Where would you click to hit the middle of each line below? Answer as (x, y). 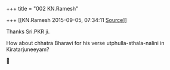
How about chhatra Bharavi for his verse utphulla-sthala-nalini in (85, 43)
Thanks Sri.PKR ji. (28, 31)
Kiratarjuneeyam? (28, 49)
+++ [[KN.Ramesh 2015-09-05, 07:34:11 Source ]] (67, 20)
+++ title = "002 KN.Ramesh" (42, 9)
